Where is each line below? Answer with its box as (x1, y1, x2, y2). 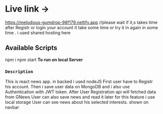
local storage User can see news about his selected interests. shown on (5, 99, 149, 105)
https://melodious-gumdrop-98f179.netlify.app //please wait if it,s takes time (5, 19, 158, 25)
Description (5, 69, 33, 74)
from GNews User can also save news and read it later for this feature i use (5, 94, 155, 100)
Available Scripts (5, 44, 57, 52)
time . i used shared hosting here (5, 30, 71, 35)
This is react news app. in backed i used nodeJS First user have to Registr (5, 79, 153, 84)
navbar (5, 104, 19, 110)
